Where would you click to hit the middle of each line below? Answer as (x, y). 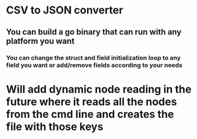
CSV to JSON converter (65, 10)
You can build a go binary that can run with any (94, 32)
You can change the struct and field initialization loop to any (94, 57)
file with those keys (55, 126)
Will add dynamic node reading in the (99, 89)
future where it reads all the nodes (92, 102)
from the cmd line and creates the (90, 114)
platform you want (40, 41)
